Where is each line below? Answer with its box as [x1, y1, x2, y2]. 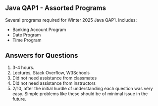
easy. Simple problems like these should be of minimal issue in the [12, 91, 148, 97]
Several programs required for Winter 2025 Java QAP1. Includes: [5, 17, 137, 23]
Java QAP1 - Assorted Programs [5, 4, 106, 12]
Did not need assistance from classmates [12, 75, 97, 81]
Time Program [12, 37, 42, 43]
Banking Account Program [12, 27, 66, 33]
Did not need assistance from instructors [12, 80, 96, 86]
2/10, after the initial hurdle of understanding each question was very [12, 85, 153, 91]
